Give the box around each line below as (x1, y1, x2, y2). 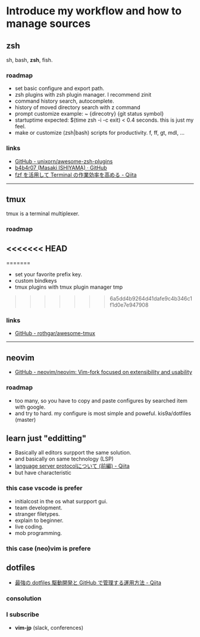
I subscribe (6, 610, 40, 619)
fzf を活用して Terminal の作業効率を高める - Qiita (14, 171, 137, 178)
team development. (14, 504, 62, 511)
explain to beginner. (14, 517, 64, 524)
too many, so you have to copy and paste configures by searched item (14, 397, 187, 404)
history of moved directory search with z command (14, 104, 141, 111)
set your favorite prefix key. (14, 271, 82, 278)
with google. (14, 403, 46, 410)
